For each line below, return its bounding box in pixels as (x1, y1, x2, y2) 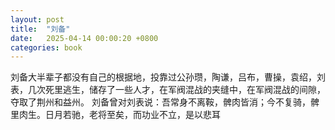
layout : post (10, 14, 65, 25)
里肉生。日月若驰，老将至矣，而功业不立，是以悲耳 (10, 109, 221, 121)
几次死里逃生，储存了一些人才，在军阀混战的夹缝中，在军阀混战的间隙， (27, 84, 326, 96)
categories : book (10, 42, 83, 53)
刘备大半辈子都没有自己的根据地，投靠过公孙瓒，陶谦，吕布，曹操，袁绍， (10, 71, 317, 83)
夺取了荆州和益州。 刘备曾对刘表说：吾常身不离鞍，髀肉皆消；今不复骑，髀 (10, 96, 320, 108)
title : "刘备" (10, 24, 71, 34)
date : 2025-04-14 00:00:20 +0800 (10, 33, 159, 43)
